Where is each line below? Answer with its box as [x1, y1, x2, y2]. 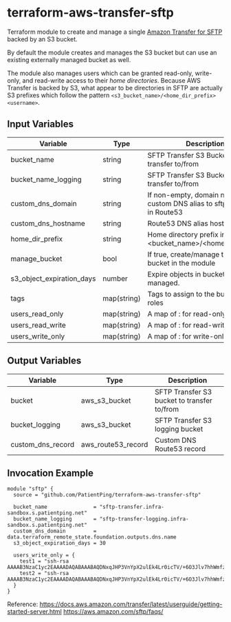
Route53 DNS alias [147, 219, 208, 228]
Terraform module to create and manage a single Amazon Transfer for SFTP [7, 28, 223, 36]
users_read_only [10, 309, 64, 319]
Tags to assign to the [147, 289, 215, 299]
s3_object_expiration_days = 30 [13, 540, 107, 547]
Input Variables [7, 119, 74, 130]
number [102, 274, 129, 283]
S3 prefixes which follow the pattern [7, 91, 110, 99]
